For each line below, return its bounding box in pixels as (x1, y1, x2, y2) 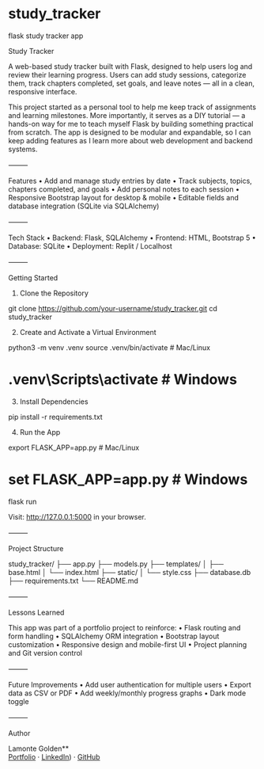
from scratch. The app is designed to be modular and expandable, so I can (8, 128, 251, 137)
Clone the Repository (19, 288, 89, 298)
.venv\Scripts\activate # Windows (8, 371, 237, 389)
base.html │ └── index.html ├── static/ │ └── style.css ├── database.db (8, 567, 251, 577)
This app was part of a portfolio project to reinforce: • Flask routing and (8, 622, 241, 632)
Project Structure (8, 543, 64, 553)
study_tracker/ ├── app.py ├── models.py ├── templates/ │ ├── (8, 559, 224, 569)
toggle (8, 696, 29, 706)
